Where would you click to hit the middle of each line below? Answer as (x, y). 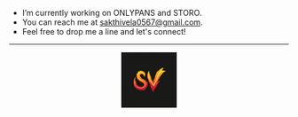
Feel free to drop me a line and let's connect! (104, 31)
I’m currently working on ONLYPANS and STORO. (112, 13)
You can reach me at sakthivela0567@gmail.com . (112, 22)
